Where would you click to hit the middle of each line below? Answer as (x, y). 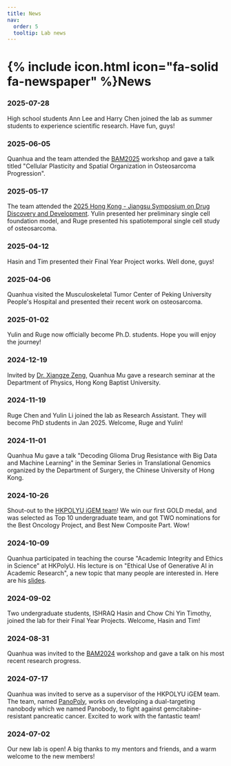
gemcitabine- (182, 709)
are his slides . (27, 580)
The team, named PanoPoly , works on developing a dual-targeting (101, 701)
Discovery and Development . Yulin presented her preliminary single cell (109, 214)
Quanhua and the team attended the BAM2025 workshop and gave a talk (111, 159)
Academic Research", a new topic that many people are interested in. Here (113, 573)
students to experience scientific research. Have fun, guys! (91, 126)
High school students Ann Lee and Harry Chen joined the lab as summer (110, 118)
